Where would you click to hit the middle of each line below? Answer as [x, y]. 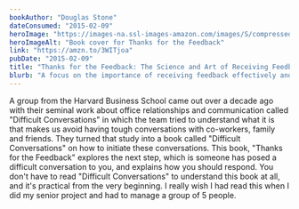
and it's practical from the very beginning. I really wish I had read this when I [149, 185]
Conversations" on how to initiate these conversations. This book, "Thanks [146, 148]
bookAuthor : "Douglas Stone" [63, 17]
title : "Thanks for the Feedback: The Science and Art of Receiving [139, 68]
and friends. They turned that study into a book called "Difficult [125, 138]
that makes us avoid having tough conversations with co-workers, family [142, 129]
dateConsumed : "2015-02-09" [61, 26]
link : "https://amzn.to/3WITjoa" [71, 51]
